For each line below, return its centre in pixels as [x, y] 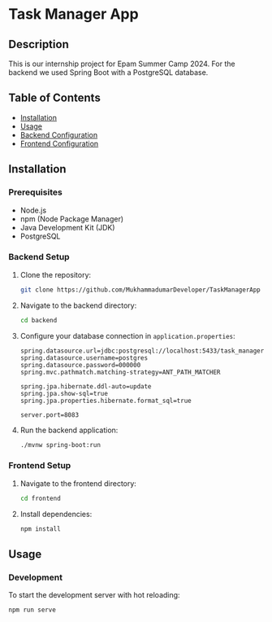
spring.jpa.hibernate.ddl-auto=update [86, 386]
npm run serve [32, 610]
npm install [40, 529]
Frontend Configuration [59, 143]
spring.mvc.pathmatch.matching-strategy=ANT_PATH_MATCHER [120, 372]
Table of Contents [55, 98]
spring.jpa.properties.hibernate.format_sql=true [106, 401]
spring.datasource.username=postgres [84, 358]
